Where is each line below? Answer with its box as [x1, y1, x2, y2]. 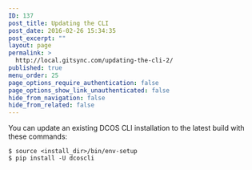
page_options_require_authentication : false [8, 79, 159, 87]
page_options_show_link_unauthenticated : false [8, 86, 170, 95]
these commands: [8, 132, 68, 141]
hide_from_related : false [8, 101, 94, 109]
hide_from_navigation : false [8, 94, 106, 102]
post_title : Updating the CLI [8, 19, 110, 27]
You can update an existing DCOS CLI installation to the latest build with [8, 123, 246, 133]
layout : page [8, 42, 52, 50]
